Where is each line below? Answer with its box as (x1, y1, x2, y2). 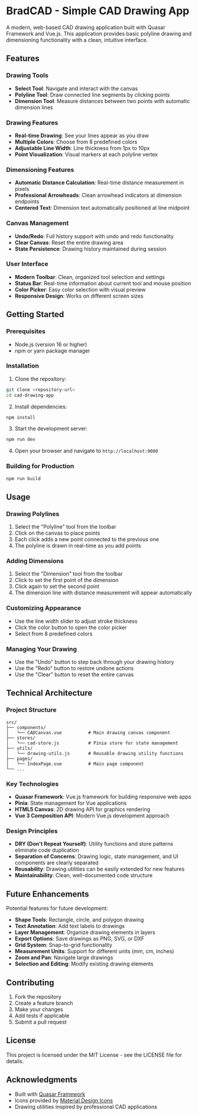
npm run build (6, 475, 41, 481)
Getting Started (6, 309, 64, 319)
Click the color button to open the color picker (14, 623, 127, 631)
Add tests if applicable (14, 1012, 70, 1019)
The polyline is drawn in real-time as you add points (14, 542, 141, 549)
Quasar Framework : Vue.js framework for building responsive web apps (14, 793, 191, 801)
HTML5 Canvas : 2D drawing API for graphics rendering (14, 806, 151, 813)
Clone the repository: (14, 375, 67, 382)
